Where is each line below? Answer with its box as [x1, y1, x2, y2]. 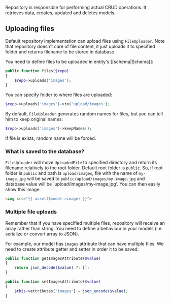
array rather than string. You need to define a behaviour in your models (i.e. [5, 225, 163, 231]
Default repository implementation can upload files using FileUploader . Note [5, 38, 165, 44]
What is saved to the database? [5, 147, 85, 155]
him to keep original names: [5, 116, 63, 123]
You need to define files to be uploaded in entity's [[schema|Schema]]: [5, 58, 154, 65]
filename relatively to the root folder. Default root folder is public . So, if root [5, 165, 163, 171]
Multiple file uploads [5, 208, 57, 216]
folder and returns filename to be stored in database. [5, 48, 116, 55]
